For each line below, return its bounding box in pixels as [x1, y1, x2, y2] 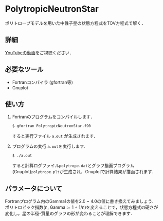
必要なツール [5, 65, 44, 74]
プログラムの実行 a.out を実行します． [12, 143, 89, 149]
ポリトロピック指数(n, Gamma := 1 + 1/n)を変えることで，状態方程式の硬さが [5, 204, 158, 210]
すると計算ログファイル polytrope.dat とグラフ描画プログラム [12, 162, 135, 169]
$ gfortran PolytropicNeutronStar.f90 [12, 123, 91, 129]
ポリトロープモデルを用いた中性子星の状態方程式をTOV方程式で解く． [5, 20, 146, 26]
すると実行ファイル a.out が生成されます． [12, 133, 98, 139]
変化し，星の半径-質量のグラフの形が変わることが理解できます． [5, 210, 135, 216]
